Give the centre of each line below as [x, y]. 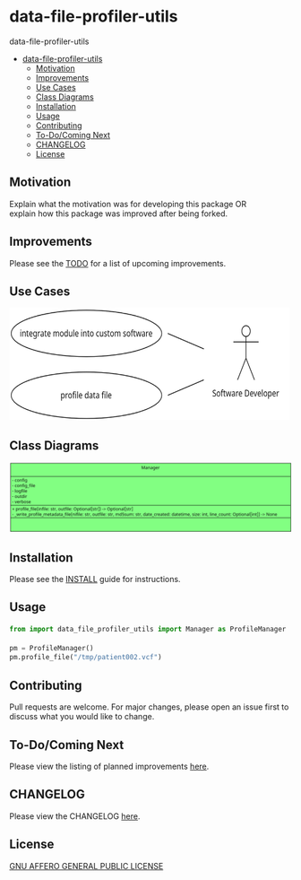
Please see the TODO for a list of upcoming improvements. [118, 263]
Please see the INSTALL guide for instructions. [95, 579]
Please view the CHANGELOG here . [75, 816]
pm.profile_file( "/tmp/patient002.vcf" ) [86, 658]
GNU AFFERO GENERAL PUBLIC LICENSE [86, 866]
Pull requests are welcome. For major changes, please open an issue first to [149, 707]
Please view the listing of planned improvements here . [109, 766]
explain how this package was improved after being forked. [119, 213]
